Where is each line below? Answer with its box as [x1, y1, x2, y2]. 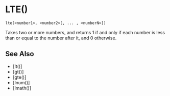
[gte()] [12, 74, 27, 80]
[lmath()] [12, 85, 32, 91]
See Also [5, 50, 34, 58]
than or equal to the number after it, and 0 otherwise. [5, 35, 117, 41]
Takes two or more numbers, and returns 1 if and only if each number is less [5, 29, 165, 35]
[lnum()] [12, 79, 30, 85]
